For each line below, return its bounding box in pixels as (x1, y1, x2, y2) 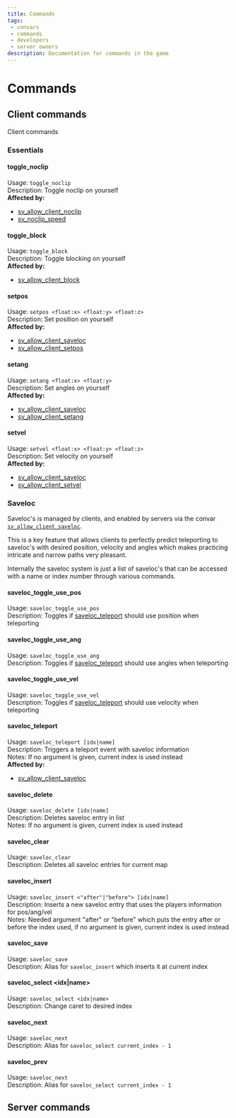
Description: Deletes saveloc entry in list (7, 813, 125, 822)
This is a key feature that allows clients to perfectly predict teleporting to (7, 536, 218, 544)
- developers (10, 37, 49, 44)
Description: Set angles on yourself (7, 384, 110, 392)
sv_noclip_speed (17, 215, 66, 223)
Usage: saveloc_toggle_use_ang (7, 651, 100, 659)
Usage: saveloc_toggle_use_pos (7, 604, 100, 613)
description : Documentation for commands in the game (7, 50, 170, 57)
